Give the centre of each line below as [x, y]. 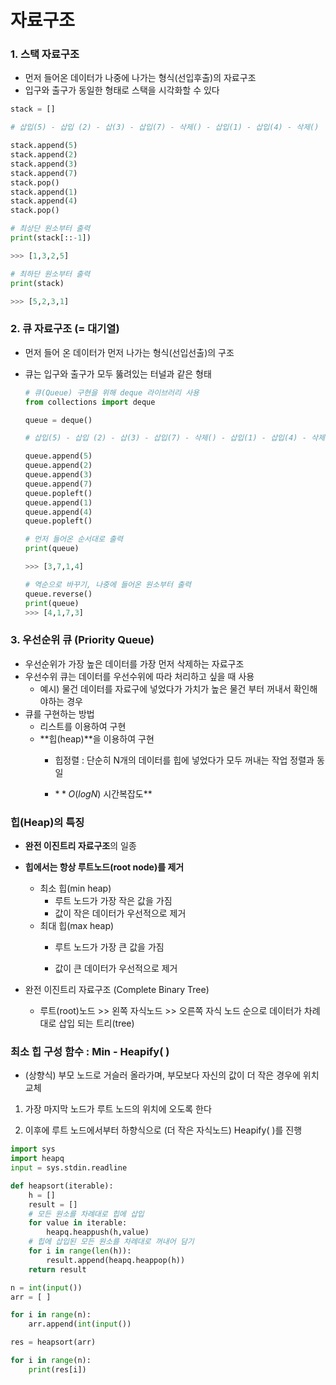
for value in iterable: [78, 1223]
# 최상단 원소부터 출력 [50, 229]
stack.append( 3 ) [44, 164]
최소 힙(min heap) [75, 888]
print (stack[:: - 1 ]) [51, 238]
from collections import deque [90, 402]
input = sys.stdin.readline [69, 1168]
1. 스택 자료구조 [45, 54]
